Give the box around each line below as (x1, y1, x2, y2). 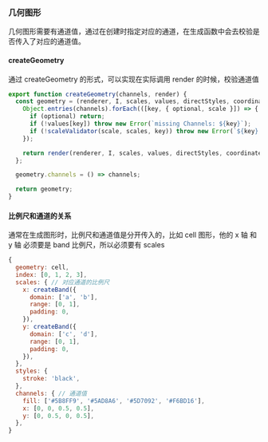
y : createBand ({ (22, 323, 77, 331)
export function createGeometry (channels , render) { (8, 90, 187, 98)
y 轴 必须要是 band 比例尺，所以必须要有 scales (8, 240, 165, 250)
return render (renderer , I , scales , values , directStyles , (22, 149, 223, 157)
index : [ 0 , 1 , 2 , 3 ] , (15, 270, 88, 278)
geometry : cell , (15, 263, 69, 272)
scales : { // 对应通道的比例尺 (15, 278, 110, 286)
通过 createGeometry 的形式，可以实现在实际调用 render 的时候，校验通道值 (8, 74, 259, 84)
